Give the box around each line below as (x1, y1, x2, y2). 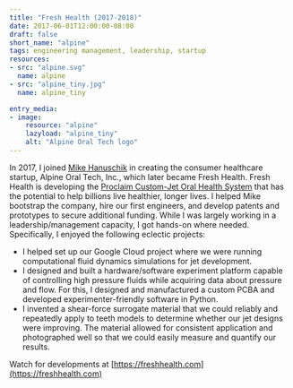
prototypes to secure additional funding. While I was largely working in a (9, 210, 277, 220)
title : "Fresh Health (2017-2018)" (9, 13, 142, 22)
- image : (9, 113, 42, 122)
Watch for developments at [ (9, 358, 115, 369)
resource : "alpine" (25, 121, 99, 130)
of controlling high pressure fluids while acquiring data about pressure (22, 274, 282, 285)
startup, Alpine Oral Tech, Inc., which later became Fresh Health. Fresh (9, 171, 271, 182)
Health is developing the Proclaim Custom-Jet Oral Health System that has (9, 181, 285, 192)
